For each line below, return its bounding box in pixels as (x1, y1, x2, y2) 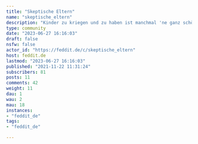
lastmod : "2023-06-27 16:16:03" (6, 58, 85, 64)
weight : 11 (6, 86, 33, 91)
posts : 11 (6, 74, 31, 80)
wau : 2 (6, 96, 22, 102)
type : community (6, 25, 46, 31)
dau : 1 (6, 91, 22, 97)
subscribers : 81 (6, 69, 46, 75)
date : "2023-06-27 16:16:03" (6, 31, 78, 37)
